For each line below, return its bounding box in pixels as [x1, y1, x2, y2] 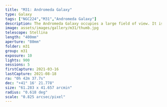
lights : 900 [5, 58, 30, 63]
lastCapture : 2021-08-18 [5, 71, 57, 76]
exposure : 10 [5, 53, 32, 58]
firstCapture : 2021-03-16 [5, 67, 59, 72]
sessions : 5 [5, 62, 30, 67]
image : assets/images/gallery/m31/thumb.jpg [5, 26, 99, 31]
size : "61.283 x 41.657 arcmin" [5, 85, 72, 90]
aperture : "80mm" [5, 39, 41, 44]
